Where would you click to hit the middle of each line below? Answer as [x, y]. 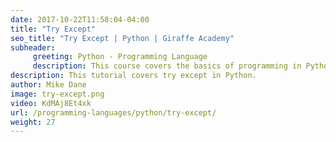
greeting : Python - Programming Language [120, 57]
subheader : [33, 47]
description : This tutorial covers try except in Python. [133, 76]
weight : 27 [33, 122]
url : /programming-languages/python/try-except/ [113, 112]
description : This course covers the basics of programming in [167, 66]
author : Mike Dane [48, 85]
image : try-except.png [57, 94]
